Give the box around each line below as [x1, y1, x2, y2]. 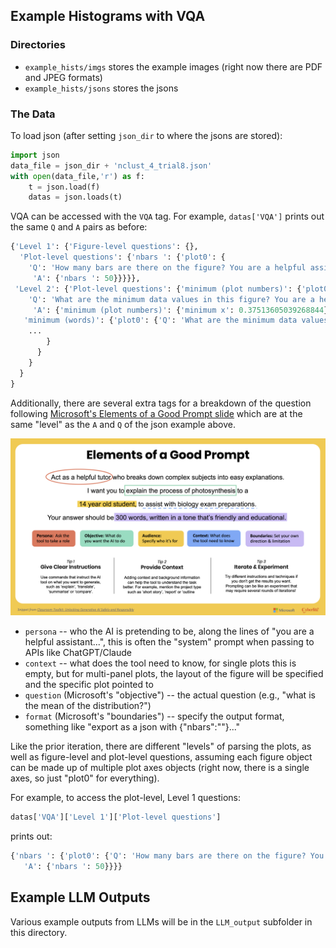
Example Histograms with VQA [10, 8, 206, 25]
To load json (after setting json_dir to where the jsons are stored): [10, 129, 283, 141]
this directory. [10, 926, 68, 938]
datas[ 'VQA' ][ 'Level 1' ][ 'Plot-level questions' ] [10, 812, 222, 823]
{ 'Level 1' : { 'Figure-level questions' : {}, [10, 242, 199, 252]
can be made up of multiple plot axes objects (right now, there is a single [10, 762, 310, 774]
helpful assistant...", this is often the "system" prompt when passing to [24, 636, 315, 648]
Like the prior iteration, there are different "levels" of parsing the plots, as [10, 740, 312, 753]
